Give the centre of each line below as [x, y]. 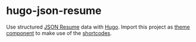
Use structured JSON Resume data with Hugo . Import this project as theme [98, 27]
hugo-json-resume [54, 11]
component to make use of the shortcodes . [59, 33]
